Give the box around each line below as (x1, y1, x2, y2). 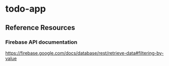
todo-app (5, 3, 46, 15)
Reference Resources (5, 23, 76, 32)
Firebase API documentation (5, 39, 78, 46)
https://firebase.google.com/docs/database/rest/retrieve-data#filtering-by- (5, 50, 164, 56)
